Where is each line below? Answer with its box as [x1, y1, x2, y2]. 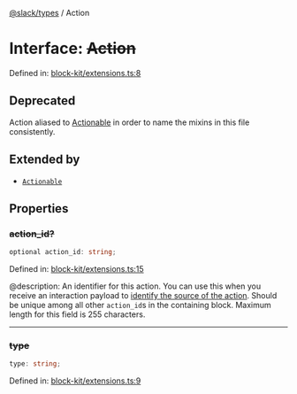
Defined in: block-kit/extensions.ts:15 [9, 264, 144, 274]
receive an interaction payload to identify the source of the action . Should [9, 290, 278, 301]
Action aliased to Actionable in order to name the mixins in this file [9, 117, 250, 127]
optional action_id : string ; [9, 248, 117, 257]
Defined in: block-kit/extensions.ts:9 [9, 375, 141, 386]
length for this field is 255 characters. [9, 309, 146, 320]
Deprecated [9, 93, 76, 109]
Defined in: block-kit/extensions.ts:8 [9, 67, 141, 78]
